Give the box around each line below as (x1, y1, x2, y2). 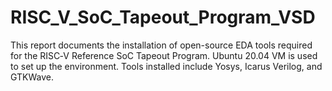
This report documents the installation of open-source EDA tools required (10, 39, 313, 51)
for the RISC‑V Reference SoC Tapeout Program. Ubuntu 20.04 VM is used (10, 49, 318, 61)
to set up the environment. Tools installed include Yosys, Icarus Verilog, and (10, 60, 323, 72)
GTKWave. (10, 71, 55, 83)
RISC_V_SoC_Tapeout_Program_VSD (10, 6, 316, 29)
